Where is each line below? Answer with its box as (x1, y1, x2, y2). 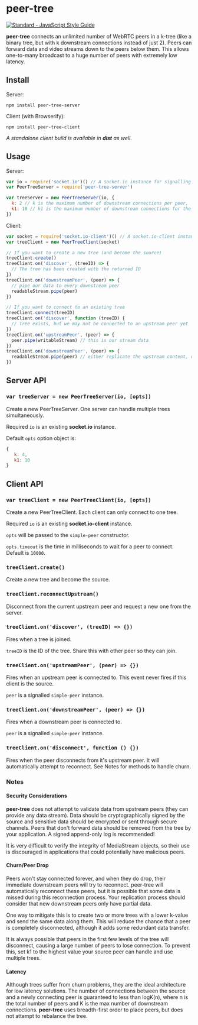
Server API (6, 376, 47, 386)
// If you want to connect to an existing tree (6, 304, 126, 311)
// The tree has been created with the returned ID (11, 266, 141, 272)
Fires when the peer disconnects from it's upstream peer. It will (6, 756, 160, 764)
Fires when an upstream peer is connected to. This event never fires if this (6, 674, 187, 681)
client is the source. (6, 680, 54, 687)
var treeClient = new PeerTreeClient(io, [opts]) (6, 496, 151, 503)
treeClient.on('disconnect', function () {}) (6, 745, 140, 751)
